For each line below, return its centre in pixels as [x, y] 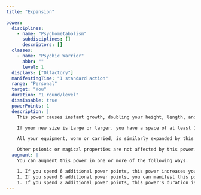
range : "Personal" [35, 84]
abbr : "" [33, 61]
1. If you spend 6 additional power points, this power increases [101, 171]
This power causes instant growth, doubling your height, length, [101, 117]
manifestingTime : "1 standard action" [60, 78]
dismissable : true [35, 100]
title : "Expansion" [31, 12]
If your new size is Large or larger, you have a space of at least [104, 128]
